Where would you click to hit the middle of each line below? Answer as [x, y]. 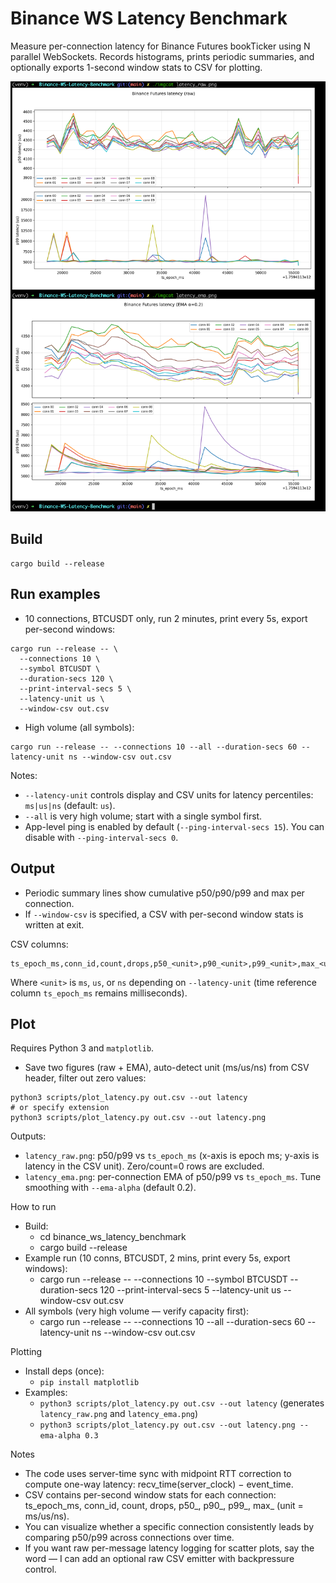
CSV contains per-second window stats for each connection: [150, 1495]
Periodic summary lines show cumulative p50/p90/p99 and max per [164, 893]
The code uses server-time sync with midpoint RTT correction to [158, 1474]
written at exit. [54, 924]
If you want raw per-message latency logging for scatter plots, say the [169, 1548]
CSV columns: [39, 944]
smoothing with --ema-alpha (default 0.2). [110, 1188]
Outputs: [28, 1136]
